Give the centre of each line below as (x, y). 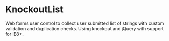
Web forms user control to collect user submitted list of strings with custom (85, 23)
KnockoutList (35, 9)
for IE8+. (15, 34)
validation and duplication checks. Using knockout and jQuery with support (84, 28)
